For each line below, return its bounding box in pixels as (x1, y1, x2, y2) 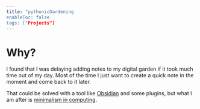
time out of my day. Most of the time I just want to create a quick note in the (6, 72, 194, 79)
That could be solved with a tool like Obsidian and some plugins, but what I (6, 90, 192, 97)
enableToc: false (6, 14, 50, 20)
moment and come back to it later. (6, 78, 92, 86)
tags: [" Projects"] (6, 20, 55, 26)
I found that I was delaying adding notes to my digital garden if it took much (6, 65, 194, 72)
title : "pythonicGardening (6, 8, 74, 15)
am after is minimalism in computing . (6, 96, 98, 104)
